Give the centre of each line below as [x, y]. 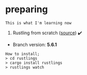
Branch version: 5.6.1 [35, 44]
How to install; [22, 54]
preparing [27, 9]
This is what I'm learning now [38, 23]
